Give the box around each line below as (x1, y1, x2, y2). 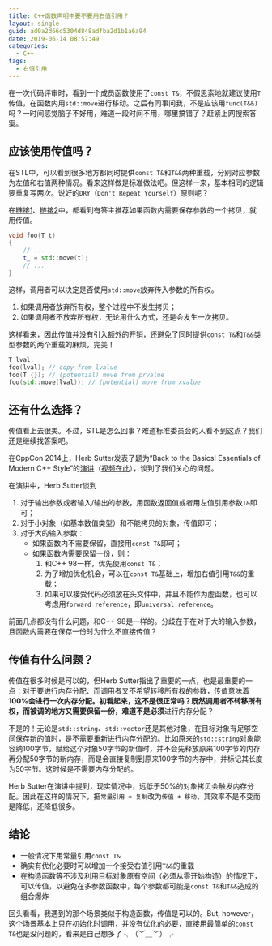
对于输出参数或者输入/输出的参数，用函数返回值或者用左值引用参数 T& (19, 498, 251, 508)
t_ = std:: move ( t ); (23, 254, 89, 262)
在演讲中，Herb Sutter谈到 (8, 480, 97, 491)
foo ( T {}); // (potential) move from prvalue (8, 371, 164, 379)
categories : (8, 42, 49, 50)
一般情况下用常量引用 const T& (19, 850, 121, 860)
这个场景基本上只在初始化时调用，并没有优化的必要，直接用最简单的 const (8, 918, 253, 928)
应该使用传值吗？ (8, 144, 94, 158)
